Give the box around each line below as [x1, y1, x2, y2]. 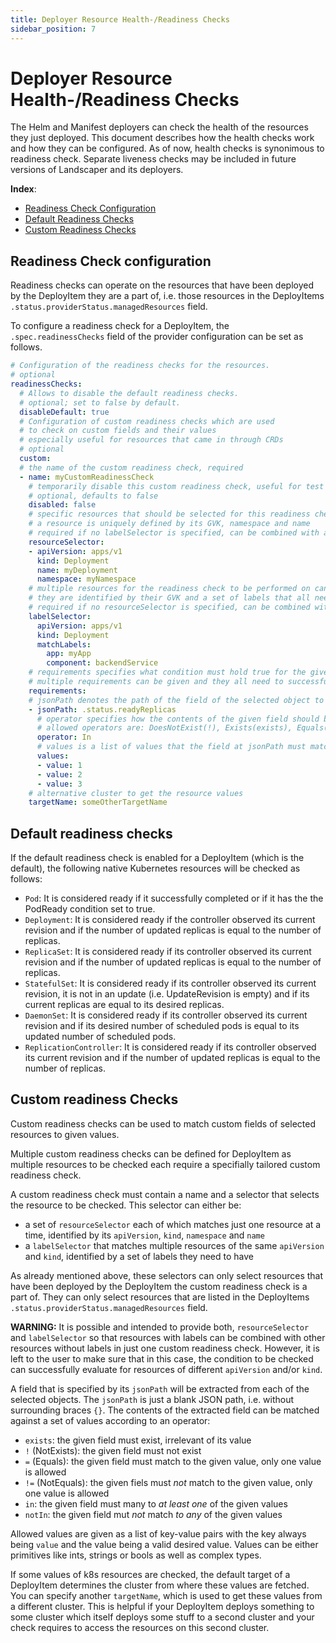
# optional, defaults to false [28, 491, 159, 501]
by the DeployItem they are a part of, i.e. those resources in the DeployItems [10, 290, 325, 302]
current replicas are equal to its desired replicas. [24, 999, 225, 1011]
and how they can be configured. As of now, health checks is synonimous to [10, 142, 325, 155]
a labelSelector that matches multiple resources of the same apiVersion [24, 1239, 325, 1251]
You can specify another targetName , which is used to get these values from [10, 1589, 323, 1601]
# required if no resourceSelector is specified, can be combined [28, 602, 311, 612]
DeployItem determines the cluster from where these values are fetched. [10, 1579, 310, 1591]
